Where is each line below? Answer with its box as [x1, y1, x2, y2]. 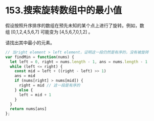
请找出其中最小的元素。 [5, 39, 55, 46]
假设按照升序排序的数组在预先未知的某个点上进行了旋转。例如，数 [5, 22, 144, 28]
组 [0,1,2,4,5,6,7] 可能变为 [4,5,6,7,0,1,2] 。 [5, 28, 93, 35]
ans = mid [14, 73, 36, 79]
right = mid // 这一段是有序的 [18, 83, 80, 88]
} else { [14, 87, 33, 93]
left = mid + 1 [18, 92, 52, 97]
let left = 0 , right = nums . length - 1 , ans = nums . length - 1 [10, 59, 148, 64]
